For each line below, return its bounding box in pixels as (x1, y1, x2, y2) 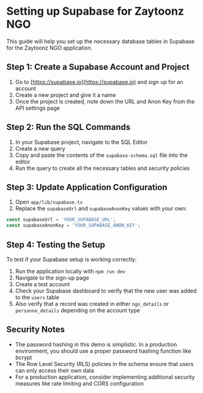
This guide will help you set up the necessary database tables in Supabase (6, 37, 194, 45)
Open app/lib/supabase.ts (15, 198, 83, 206)
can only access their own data (15, 367, 95, 374)
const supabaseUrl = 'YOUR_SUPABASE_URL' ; (6, 216, 116, 223)
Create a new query (15, 145, 65, 152)
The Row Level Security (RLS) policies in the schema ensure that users (15, 360, 194, 367)
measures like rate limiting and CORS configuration (15, 380, 144, 387)
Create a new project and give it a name (15, 91, 116, 99)
